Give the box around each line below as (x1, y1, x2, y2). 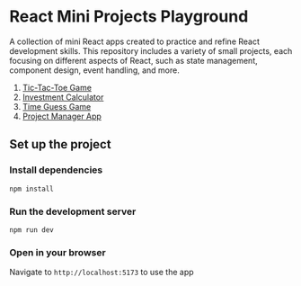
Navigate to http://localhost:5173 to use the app (9, 267, 195, 278)
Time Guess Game (22, 101, 92, 112)
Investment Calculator (22, 92, 104, 103)
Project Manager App (22, 111, 102, 121)
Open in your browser (9, 246, 106, 258)
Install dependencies (9, 164, 103, 176)
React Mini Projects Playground (9, 6, 249, 27)
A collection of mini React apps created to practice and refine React (9, 36, 261, 47)
